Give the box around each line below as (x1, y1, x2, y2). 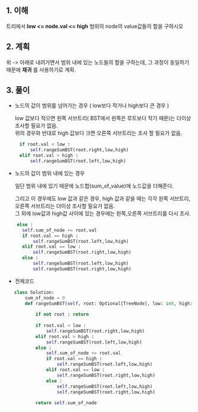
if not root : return (35, 311, 89, 317)
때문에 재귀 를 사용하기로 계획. (6, 66, 76, 73)
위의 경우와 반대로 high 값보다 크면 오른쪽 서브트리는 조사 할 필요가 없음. (14, 130, 183, 137)
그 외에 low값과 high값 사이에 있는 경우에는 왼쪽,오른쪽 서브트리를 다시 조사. (14, 210, 191, 217)
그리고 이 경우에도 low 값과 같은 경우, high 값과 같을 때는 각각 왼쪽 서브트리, (14, 195, 191, 202)
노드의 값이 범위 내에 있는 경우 (14, 169, 85, 177)
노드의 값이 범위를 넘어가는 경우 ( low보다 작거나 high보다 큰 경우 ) (14, 102, 169, 109)
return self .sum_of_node (35, 400, 97, 406)
